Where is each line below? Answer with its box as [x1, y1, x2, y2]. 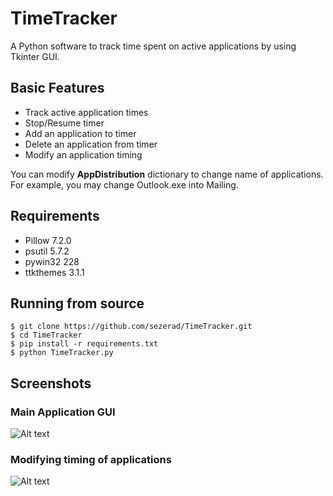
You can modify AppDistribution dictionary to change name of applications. [10, 168, 324, 180]
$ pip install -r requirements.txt [10, 339, 159, 349]
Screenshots [10, 375, 92, 392]
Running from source [10, 295, 145, 312]
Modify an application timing [24, 148, 143, 161]
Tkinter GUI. [10, 50, 60, 62]
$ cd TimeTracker [10, 330, 83, 341]
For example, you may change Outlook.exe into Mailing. [10, 178, 239, 191]
